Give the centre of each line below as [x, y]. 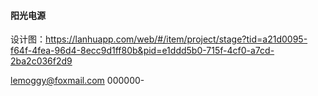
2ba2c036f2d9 [41, 61]
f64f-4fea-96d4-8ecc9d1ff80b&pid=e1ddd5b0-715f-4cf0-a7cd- [142, 51]
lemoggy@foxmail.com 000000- [77, 81]
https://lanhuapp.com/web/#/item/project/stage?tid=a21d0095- [176, 39]
